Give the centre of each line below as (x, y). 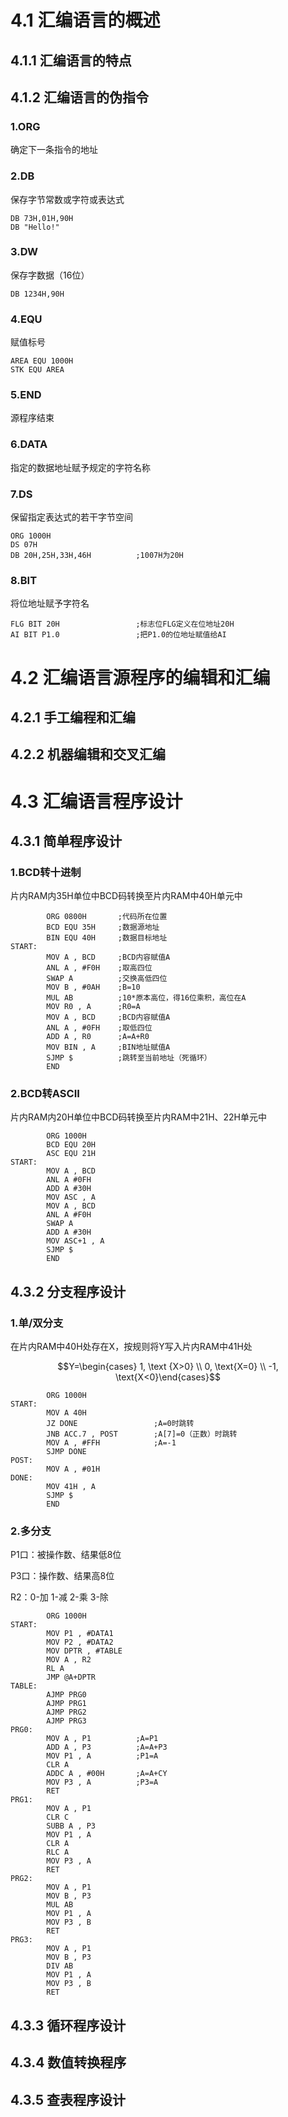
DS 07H (24, 545)
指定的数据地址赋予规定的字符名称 (80, 467)
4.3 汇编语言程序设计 (96, 801)
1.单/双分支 (37, 1323)
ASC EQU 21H (71, 1154)
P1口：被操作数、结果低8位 (66, 1555)
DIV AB (60, 1966)
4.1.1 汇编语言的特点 (71, 60)
